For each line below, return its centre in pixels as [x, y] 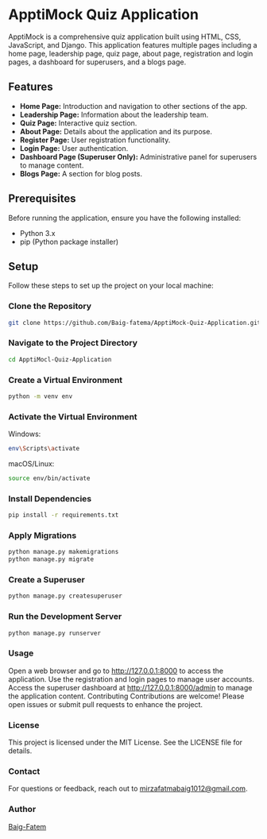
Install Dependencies [50, 498]
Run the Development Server [65, 617]
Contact [24, 771]
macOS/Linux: [31, 464]
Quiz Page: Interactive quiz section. [78, 123]
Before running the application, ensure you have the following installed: [125, 218]
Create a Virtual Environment [66, 380]
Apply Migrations [43, 535]
